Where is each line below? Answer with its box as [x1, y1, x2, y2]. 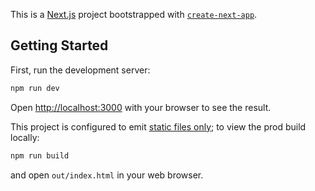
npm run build [10, 150, 70, 161]
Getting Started [10, 37, 109, 54]
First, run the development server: [10, 64, 151, 76]
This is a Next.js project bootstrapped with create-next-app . [10, 9, 258, 20]
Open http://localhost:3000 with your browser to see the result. [10, 101, 272, 113]
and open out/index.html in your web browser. [10, 169, 204, 181]
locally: [10, 131, 40, 143]
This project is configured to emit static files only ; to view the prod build [10, 120, 307, 133]
